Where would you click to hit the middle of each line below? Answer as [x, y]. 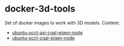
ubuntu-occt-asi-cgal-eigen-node [47, 32]
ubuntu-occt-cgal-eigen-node [43, 38]
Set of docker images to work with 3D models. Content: [62, 23]
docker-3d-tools [40, 9]
